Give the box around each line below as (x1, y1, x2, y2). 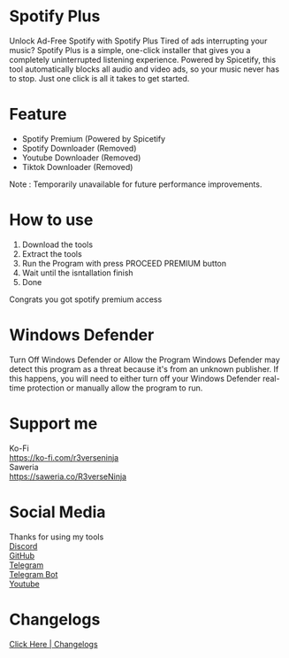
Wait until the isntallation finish (21, 267, 134, 278)
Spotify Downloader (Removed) (21, 143, 137, 153)
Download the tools (21, 239, 94, 250)
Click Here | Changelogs (9, 639, 99, 649)
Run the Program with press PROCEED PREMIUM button (21, 258, 227, 268)
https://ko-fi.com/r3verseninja (9, 452, 119, 462)
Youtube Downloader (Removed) (21, 152, 141, 163)
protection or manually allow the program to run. (27, 383, 203, 393)
